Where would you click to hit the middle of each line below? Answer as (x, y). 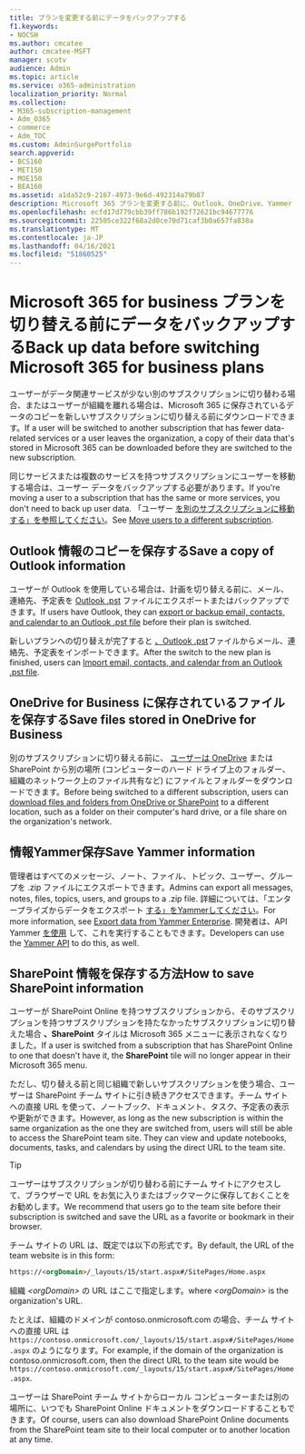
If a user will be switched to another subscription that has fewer (143, 428)
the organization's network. (61, 821)
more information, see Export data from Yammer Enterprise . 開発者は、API (148, 921)
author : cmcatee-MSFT (50, 52)
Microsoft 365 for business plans (137, 368)
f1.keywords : (34, 26)
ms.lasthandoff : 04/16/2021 (63, 246)
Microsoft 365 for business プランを (148, 302)
